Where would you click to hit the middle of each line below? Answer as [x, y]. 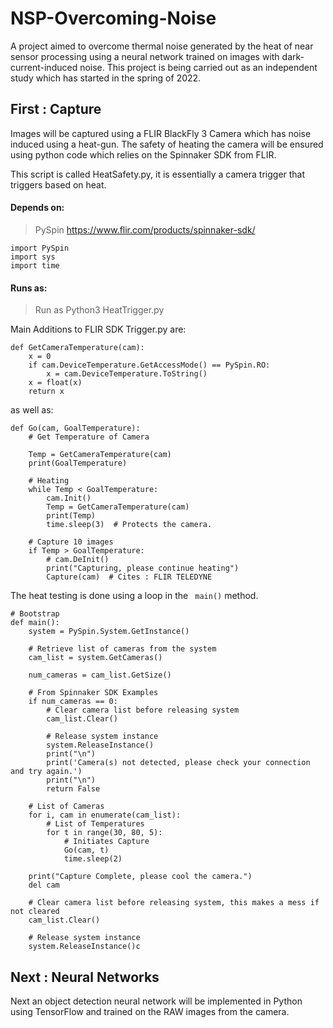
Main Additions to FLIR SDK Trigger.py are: [98, 329]
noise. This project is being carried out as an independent [198, 67]
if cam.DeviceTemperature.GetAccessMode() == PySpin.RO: [149, 365]
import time [35, 265]
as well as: [32, 410]
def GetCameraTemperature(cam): [77, 348]
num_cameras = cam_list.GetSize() [100, 675]
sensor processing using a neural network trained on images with [145, 56]
